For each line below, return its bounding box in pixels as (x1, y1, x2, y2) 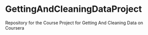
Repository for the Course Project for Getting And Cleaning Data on (5, 20, 144, 26)
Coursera (5, 25, 24, 31)
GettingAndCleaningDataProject (5, 3, 142, 15)
